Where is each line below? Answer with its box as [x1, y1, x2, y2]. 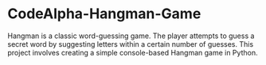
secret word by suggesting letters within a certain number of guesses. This [7, 39, 254, 48]
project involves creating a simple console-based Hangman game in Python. [7, 48, 258, 57]
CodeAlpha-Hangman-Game [7, 5, 201, 23]
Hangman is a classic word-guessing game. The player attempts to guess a [7, 31, 255, 40]
